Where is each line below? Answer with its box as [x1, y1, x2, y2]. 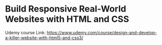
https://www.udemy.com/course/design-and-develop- [46, 30, 157, 35]
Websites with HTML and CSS [5, 14, 129, 25]
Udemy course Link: [5, 30, 46, 35]
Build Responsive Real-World [5, 3, 127, 15]
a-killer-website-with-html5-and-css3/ [5, 35, 83, 41]
